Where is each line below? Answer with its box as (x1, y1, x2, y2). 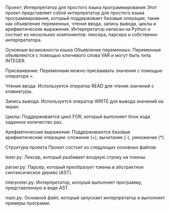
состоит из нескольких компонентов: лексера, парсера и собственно (5, 32, 158, 37)
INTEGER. (5, 58, 26, 63)
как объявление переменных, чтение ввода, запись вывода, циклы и (5, 20, 157, 27)
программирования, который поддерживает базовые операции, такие (5, 15, 160, 21)
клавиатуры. (5, 88, 33, 94)
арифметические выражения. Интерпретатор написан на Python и (5, 26, 151, 32)
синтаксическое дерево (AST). (5, 170, 72, 175)
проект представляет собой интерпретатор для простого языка (5, 10, 144, 16)
